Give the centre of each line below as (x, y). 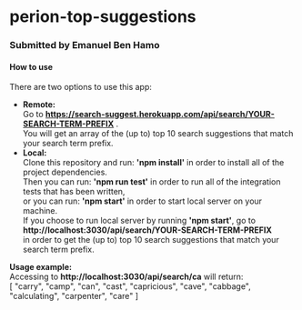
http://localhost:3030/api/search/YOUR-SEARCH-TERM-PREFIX (147, 230)
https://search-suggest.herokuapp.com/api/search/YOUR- (160, 115)
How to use (31, 66)
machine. (40, 211)
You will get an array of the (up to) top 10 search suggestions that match (158, 134)
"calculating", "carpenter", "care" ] (74, 296)
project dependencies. (65, 172)
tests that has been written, (74, 192)
